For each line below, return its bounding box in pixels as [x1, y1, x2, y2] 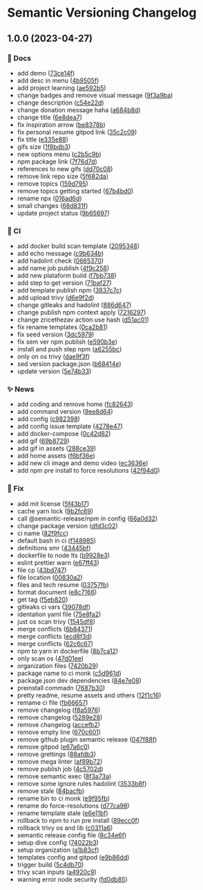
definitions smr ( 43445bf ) [17, 543, 91, 552]
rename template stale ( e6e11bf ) [17, 809, 108, 817]
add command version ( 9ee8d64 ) [17, 408, 113, 416]
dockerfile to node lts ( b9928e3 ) [17, 551, 110, 559]
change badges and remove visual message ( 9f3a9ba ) [17, 91, 173, 99]
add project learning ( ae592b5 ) [17, 83, 106, 91]
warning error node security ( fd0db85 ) [17, 875, 128, 883]
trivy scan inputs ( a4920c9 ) [17, 868, 97, 876]
